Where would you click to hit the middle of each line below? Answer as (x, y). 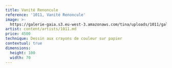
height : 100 (23, 53)
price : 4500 (18, 34)
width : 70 (20, 58)
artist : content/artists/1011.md (41, 29)
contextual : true (24, 43)
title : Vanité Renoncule (32, 10)
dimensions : (18, 48)
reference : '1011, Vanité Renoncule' (46, 15)
